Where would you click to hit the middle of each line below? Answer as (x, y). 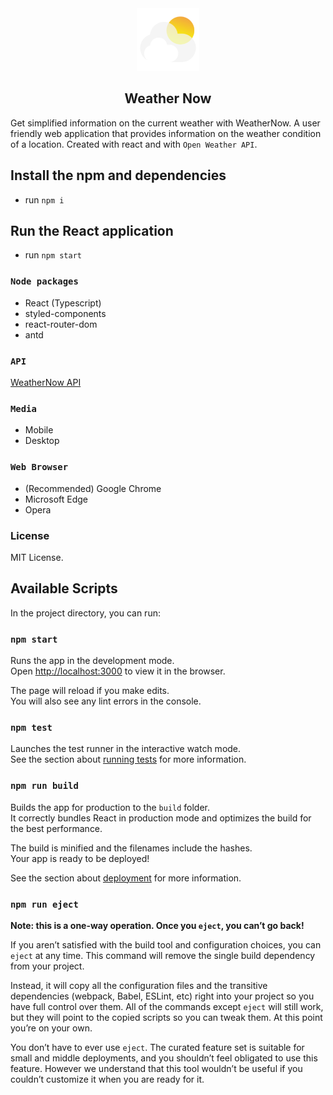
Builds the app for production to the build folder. (110, 807)
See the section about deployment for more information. (126, 878)
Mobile (39, 430)
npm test (31, 727)
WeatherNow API (46, 383)
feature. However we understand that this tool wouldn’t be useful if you (156, 1068)
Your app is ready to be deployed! (80, 858)
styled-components (65, 313)
